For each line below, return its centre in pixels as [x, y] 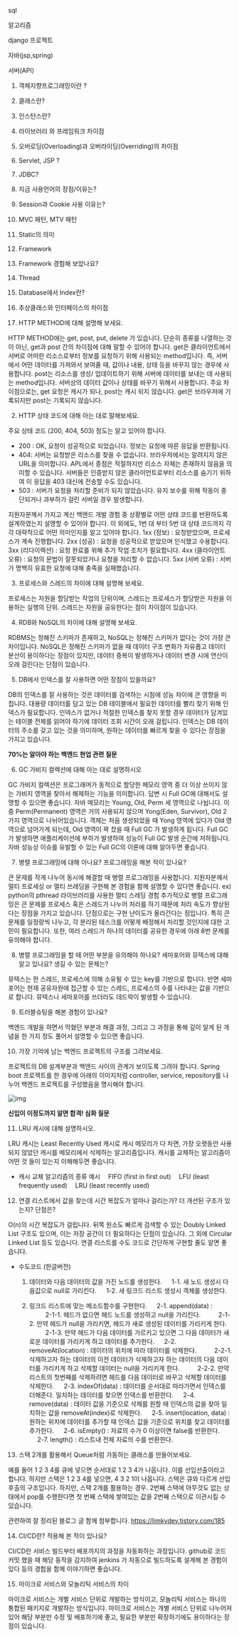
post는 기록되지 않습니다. [68, 400]
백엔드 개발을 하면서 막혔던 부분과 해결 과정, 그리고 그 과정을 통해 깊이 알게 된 [115, 1027]
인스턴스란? [34, 116]
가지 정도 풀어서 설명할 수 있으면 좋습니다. [87, 1036]
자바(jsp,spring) [31, 55]
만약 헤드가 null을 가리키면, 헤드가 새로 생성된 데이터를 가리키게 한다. [132, 1324]
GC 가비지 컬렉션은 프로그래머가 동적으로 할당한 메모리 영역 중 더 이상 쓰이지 [114, 785]
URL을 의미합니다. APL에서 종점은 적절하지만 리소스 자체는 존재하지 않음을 [121, 464]
